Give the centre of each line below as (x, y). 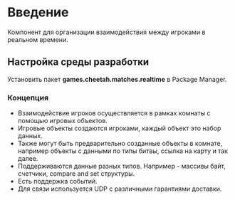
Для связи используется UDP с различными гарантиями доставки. (120, 189)
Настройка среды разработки (78, 62)
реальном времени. (38, 39)
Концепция (28, 98)
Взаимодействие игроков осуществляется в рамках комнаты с (114, 113)
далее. (28, 159)
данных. (30, 136)
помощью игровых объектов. (63, 121)
